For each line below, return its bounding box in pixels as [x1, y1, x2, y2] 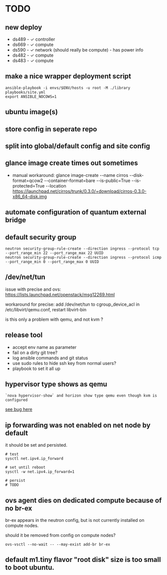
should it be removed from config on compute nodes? [5, 532, 116, 538]
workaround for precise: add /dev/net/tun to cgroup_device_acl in [5, 301, 140, 307]
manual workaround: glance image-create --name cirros [12, 172, 129, 178]
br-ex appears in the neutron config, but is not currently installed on [5, 517, 145, 523]
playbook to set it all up [12, 365, 61, 371]
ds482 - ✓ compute [12, 52, 54, 58]
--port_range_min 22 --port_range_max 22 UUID [5, 251, 104, 256]
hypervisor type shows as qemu [5, 380, 107, 389]
